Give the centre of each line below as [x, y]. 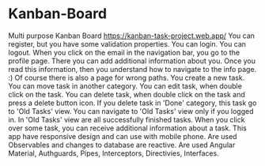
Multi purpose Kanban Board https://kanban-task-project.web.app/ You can [132, 36]
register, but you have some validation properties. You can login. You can [127, 43]
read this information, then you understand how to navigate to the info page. [132, 69]
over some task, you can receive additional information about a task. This [127, 128]
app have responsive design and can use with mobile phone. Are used [123, 136]
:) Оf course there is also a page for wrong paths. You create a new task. [127, 77]
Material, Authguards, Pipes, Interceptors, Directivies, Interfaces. [114, 153]
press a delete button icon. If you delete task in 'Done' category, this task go [132, 103]
